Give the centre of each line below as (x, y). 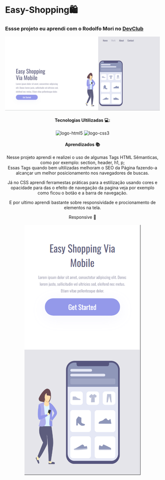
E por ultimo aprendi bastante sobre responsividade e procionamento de (82, 203)
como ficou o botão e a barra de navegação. (82, 193)
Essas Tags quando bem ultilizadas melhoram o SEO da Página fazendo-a (82, 168)
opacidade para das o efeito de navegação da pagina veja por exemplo (82, 188)
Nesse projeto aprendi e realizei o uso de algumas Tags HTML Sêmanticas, (82, 158)
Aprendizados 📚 (82, 145)
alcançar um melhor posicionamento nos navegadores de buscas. (82, 173)
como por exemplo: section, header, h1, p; (82, 162)
